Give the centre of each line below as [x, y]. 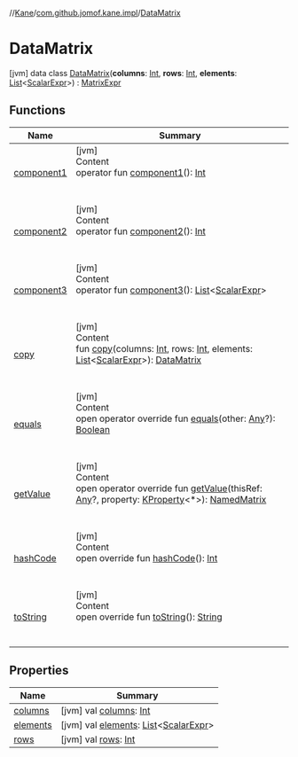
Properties [39, 671]
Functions [38, 110]
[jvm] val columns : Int [106, 710]
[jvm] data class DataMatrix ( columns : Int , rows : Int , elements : [123, 73]
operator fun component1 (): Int [140, 172]
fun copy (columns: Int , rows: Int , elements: [164, 348]
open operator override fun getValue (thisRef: [169, 488]
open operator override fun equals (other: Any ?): [175, 418]
